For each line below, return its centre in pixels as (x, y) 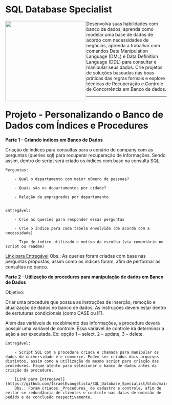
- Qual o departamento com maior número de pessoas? (72, 179)
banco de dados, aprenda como (120, 29)
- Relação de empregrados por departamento (62, 197)
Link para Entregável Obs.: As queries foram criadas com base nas (76, 256)
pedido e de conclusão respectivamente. (49, 397)
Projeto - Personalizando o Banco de (84, 115)
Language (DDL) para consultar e (122, 62)
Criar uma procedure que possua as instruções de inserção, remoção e (81, 302)
